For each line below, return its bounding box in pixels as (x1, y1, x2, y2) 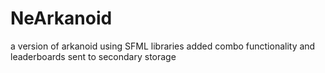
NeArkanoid (10, 7, 113, 30)
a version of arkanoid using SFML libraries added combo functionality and (10, 40, 316, 52)
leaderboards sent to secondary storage (10, 50, 177, 62)
